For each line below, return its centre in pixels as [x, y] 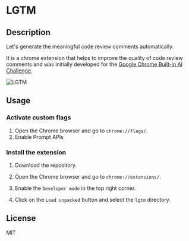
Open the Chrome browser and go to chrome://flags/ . [81, 131]
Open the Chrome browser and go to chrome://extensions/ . [88, 176]
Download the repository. [46, 165]
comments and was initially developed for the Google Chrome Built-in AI [94, 64]
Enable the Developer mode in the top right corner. [75, 188]
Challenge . [19, 71]
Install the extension [36, 152]
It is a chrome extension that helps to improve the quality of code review [94, 58]
